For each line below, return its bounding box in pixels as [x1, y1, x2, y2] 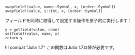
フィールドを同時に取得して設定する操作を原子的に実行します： [5, 18, 132, 23]
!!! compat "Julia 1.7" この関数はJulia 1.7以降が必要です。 [5, 44, 117, 50]
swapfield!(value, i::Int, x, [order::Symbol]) [5, 9, 103, 13]
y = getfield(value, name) [5, 27, 60, 32]
